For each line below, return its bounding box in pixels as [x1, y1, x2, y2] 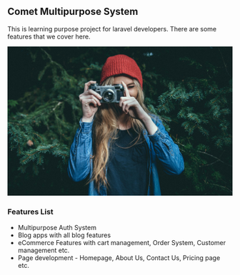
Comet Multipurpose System [7, 6, 139, 18]
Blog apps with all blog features [17, 231, 111, 239]
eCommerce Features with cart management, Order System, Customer [17, 238, 226, 247]
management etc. [17, 246, 70, 254]
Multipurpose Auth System [17, 223, 96, 232]
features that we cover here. [7, 32, 91, 41]
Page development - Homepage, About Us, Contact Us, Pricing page [17, 253, 221, 262]
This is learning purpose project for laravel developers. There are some [7, 24, 216, 33]
